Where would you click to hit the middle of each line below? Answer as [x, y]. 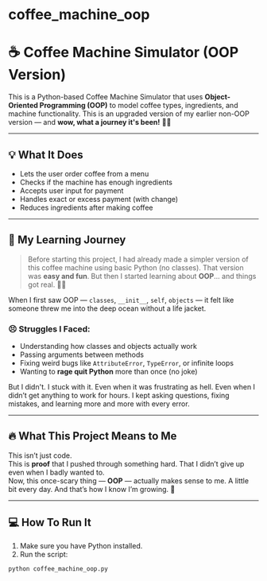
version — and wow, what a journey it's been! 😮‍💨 [90, 122]
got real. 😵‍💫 [47, 285]
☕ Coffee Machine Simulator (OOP [124, 52]
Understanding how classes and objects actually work [108, 347]
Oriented [23, 106]
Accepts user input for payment [72, 190]
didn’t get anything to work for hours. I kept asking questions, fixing [119, 396]
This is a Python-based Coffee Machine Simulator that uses [106, 97]
